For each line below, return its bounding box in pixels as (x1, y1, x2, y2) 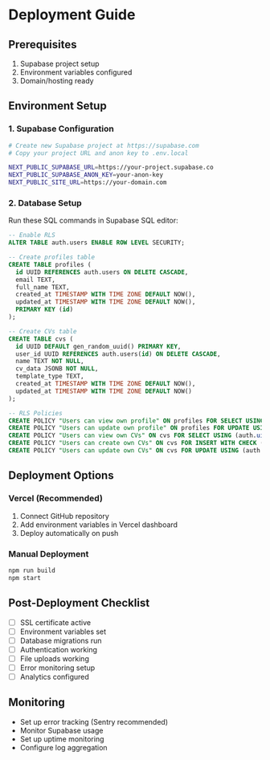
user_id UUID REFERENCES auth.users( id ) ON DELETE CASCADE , (15, 349, 221, 358)
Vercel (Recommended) (8, 492, 103, 504)
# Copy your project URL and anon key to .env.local (8, 149, 189, 157)
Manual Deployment (8, 548, 89, 559)
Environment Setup (8, 99, 107, 113)
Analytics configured (19, 672, 90, 681)
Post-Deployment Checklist (8, 596, 150, 610)
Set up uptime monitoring (19, 733, 104, 744)
